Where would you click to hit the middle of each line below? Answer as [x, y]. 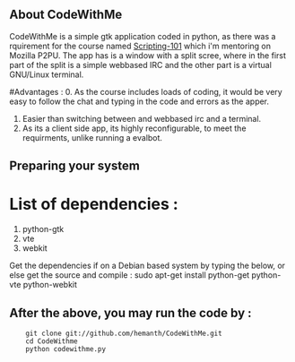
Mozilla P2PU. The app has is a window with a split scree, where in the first [148, 55]
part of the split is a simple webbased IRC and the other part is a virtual [140, 65]
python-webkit [50, 285]
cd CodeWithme [52, 341]
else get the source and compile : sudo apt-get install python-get [130, 275]
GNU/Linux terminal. [47, 74]
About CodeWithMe [66, 15]
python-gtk [43, 229]
